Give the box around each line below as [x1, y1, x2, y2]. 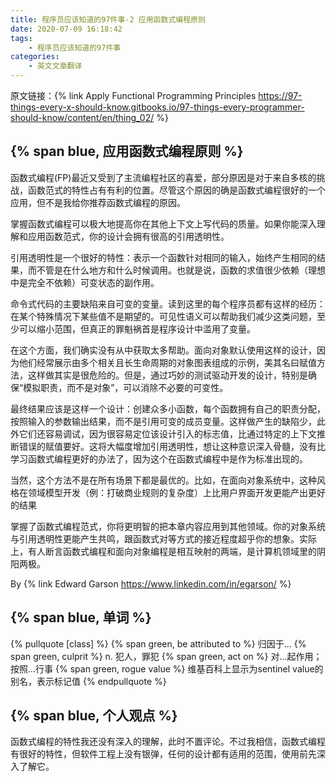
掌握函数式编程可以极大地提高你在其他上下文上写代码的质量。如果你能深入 [10, 217, 317, 230]
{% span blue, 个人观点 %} [10, 707, 178, 725]
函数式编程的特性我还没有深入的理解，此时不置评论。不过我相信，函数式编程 [10, 736, 326, 748]
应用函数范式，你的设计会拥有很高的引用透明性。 [27, 230, 230, 242]
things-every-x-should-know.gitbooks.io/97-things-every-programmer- [10, 101, 305, 113]
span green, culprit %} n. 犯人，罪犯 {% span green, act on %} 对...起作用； [10, 650, 323, 662]
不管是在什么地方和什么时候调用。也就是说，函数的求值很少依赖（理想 [36, 264, 326, 276]
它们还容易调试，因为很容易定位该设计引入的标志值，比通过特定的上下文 [18, 427, 317, 440]
